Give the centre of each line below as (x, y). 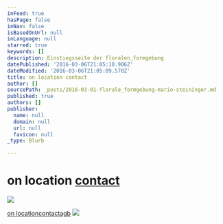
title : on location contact (47, 77)
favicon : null (33, 134)
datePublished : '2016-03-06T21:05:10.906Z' (70, 64)
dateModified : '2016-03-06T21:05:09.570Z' (69, 71)
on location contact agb (39, 214)
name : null (29, 115)
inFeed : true (26, 13)
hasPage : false (29, 20)
